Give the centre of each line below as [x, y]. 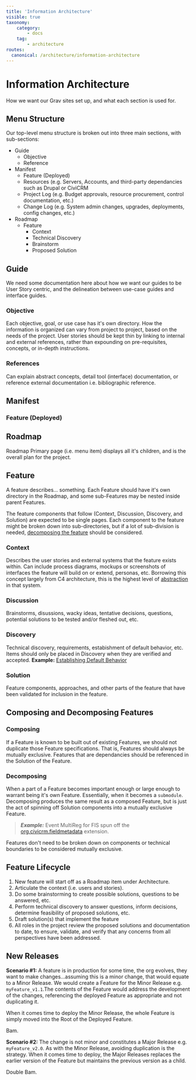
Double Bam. [22, 1072]
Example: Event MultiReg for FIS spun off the [75, 825]
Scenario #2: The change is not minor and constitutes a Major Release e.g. [97, 1042]
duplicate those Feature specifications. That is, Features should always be [95, 748]
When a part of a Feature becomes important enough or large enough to [93, 789]
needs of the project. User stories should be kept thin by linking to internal [95, 336]
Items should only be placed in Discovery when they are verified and [89, 654]
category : [29, 28]
